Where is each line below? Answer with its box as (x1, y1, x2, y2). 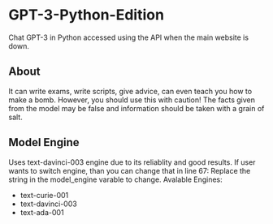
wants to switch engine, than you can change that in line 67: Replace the (8, 166, 251, 175)
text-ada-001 (19, 207, 64, 217)
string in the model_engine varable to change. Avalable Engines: (8, 174, 223, 184)
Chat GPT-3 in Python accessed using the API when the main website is (8, 32, 249, 42)
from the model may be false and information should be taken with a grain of (8, 103, 265, 113)
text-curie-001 (19, 190, 69, 200)
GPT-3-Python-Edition (8, 6, 165, 24)
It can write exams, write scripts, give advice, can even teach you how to (8, 86, 253, 96)
